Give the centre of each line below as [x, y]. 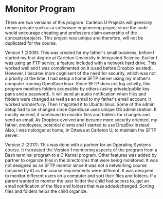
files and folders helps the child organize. [46, 191]
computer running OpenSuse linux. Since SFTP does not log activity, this [78, 83]
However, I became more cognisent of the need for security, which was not [81, 73]
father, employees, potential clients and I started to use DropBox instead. [78, 125]
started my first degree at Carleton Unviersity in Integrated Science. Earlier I [81, 57]
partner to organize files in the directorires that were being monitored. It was [81, 160]
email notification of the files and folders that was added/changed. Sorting [80, 186]
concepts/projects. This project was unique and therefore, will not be [74, 38]
